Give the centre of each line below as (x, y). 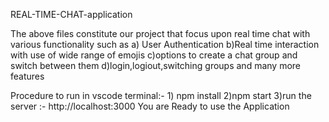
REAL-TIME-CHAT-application (71, 14)
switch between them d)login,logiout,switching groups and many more (156, 65)
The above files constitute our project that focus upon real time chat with (160, 33)
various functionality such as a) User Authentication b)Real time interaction (165, 44)
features (27, 76)
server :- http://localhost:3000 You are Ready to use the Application (150, 106)
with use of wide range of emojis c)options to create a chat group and (154, 55)
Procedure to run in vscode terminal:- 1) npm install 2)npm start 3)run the (161, 95)
